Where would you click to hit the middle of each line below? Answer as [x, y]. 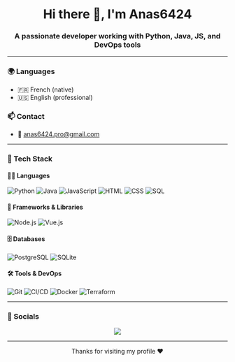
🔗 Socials [23, 316]
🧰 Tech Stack [30, 159]
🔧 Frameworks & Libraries [45, 207]
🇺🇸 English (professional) [55, 97]
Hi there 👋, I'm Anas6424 [117, 14]
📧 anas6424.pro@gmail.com [58, 134]
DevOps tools [117, 45]
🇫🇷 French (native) [45, 89]
